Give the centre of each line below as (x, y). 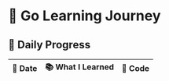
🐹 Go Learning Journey (84, 16)
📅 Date (25, 68)
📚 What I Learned (79, 67)
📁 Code (136, 68)
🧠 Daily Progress (50, 45)
